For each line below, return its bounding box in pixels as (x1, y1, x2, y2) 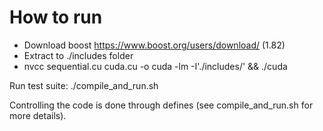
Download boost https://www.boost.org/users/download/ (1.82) (23, 39, 286, 51)
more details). (9, 109, 67, 121)
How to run (9, 6, 103, 29)
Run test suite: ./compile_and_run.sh (9, 79, 159, 91)
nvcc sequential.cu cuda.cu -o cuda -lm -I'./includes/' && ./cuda (23, 60, 288, 72)
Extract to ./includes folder (23, 49, 134, 61)
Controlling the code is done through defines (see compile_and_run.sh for (9, 99, 314, 111)
